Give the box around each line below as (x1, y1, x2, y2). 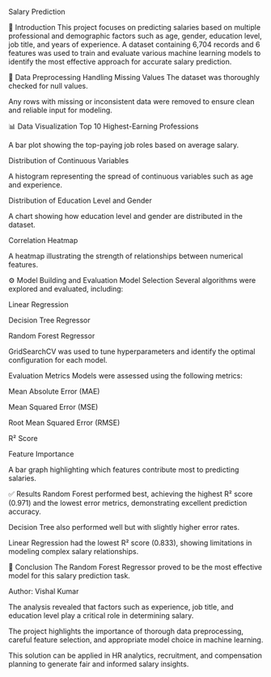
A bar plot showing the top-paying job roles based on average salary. (8, 141, 239, 149)
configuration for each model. (8, 355, 108, 364)
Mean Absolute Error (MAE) (8, 387, 100, 396)
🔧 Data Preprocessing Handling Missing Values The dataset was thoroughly (8, 73, 260, 82)
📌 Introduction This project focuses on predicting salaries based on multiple (8, 23, 261, 32)
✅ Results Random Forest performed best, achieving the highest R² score (8, 489, 253, 498)
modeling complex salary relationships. (8, 547, 139, 556)
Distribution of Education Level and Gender (8, 196, 152, 205)
